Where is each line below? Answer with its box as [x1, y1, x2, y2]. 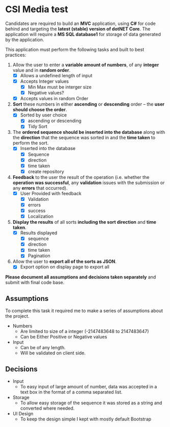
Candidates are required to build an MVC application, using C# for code [5, 20, 156, 26]
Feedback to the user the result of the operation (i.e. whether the [12, 174, 150, 180]
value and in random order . [12, 67, 71, 73]
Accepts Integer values [20, 78, 69, 84]
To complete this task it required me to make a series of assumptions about [5, 308, 163, 314]
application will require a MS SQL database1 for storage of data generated [5, 31, 161, 37]
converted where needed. [20, 405, 75, 411]
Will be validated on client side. [20, 350, 86, 356]
